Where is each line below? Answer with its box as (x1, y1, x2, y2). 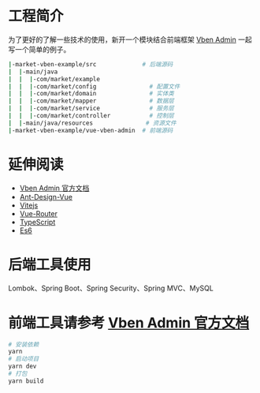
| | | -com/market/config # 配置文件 (8, 82, 180, 91)
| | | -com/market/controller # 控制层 (8, 112, 175, 120)
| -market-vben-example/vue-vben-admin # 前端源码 (8, 126, 173, 134)
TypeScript (19, 217, 56, 226)
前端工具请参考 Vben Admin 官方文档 (8, 313, 250, 331)
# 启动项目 (8, 355, 39, 363)
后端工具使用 (8, 256, 92, 273)
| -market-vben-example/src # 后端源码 (8, 60, 173, 68)
